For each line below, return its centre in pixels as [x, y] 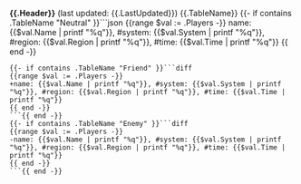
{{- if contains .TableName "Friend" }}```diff [101, 68]
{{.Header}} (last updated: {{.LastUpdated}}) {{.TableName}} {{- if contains [150, 13]
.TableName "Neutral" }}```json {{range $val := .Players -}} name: [131, 23]
